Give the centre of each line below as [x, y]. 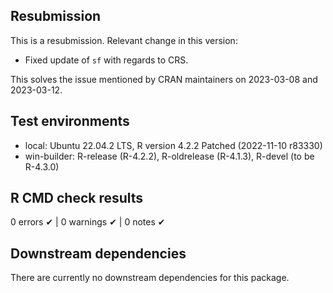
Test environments [70, 121]
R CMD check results [77, 198]
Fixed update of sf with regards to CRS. [106, 60]
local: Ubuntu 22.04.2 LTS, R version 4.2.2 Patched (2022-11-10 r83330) [173, 145]
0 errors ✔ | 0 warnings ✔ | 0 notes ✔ [88, 222]
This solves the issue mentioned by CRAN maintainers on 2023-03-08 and [164, 79]
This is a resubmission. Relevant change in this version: [124, 40]
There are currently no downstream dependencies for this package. [150, 278]
